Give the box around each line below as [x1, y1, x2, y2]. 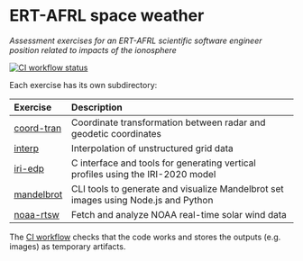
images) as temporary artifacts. [9, 240, 126, 252]
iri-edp [14, 162, 45, 175]
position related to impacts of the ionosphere [9, 44, 178, 55]
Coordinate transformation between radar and [70, 116, 266, 129]
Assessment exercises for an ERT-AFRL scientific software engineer [9, 35, 263, 46]
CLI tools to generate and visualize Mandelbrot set [70, 182, 284, 194]
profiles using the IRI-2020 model [70, 167, 216, 180]
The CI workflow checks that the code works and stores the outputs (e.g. [9, 231, 281, 242]
